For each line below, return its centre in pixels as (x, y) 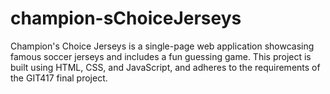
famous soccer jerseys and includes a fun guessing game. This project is (161, 56)
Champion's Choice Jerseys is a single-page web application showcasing (162, 46)
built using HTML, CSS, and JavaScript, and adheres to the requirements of (165, 67)
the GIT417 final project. (59, 78)
